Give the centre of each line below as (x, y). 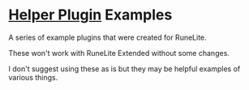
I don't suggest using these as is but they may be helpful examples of (124, 69)
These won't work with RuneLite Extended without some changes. (119, 53)
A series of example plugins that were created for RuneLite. (107, 37)
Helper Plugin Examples (90, 15)
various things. (33, 77)
